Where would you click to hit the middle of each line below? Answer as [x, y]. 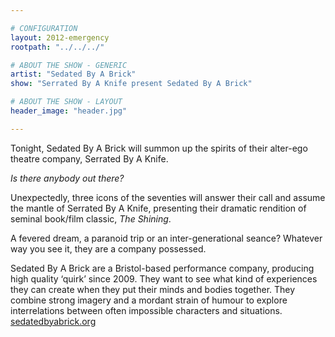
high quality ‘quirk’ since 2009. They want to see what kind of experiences [164, 278]
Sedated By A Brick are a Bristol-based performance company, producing [162, 268]
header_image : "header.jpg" [69, 111]
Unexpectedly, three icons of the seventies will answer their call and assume [168, 197]
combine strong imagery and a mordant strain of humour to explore [149, 300]
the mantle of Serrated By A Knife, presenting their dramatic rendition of [158, 208]
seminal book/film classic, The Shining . [91, 218]
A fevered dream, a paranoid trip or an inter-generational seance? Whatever [166, 238]
